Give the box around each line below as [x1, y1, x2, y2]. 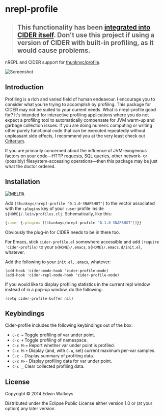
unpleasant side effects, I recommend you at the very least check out [5, 133, 145, 139]
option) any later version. [5, 406, 55, 412]
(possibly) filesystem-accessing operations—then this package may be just [5, 158, 158, 164]
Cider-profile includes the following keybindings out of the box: [5, 322, 133, 328]
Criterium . [5, 138, 26, 144]
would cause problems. [17, 46, 91, 55]
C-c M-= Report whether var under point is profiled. [12, 343, 115, 348]
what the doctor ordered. [5, 163, 56, 169]
